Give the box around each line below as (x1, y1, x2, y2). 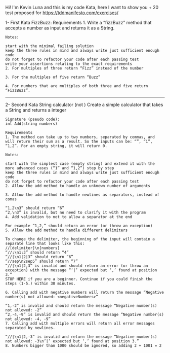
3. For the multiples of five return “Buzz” (5, 75, 101, 80)
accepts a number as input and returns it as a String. (5, 25, 115, 31)
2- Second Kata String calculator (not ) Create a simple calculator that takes (5, 101, 163, 108)
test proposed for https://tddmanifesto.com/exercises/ (5, 10, 119, 16)
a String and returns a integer (5, 107, 67, 113)
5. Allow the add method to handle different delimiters (5, 228, 128, 233)
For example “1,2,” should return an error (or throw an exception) (5, 223, 153, 228)
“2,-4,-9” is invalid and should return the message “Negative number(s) (5, 312, 164, 317)
